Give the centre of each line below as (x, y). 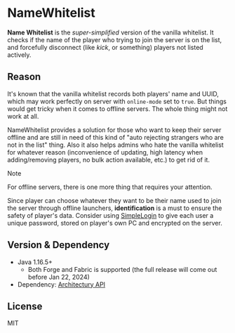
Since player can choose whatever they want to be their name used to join (114, 200)
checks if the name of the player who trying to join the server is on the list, (115, 39)
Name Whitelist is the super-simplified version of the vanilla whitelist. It (110, 32)
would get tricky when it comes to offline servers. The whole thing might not (117, 109)
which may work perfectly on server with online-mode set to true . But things (117, 101)
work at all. (23, 116)
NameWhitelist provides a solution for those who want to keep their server (114, 130)
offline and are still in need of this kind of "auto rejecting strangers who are (116, 137)
